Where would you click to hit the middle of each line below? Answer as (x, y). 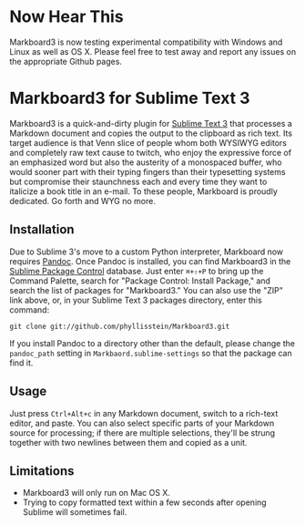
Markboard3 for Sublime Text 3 (130, 98)
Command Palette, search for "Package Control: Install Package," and (140, 281)
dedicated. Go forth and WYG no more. (83, 201)
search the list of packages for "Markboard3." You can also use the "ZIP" (147, 290)
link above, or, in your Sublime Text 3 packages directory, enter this (136, 300)
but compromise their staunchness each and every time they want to (138, 181)
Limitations (42, 471)
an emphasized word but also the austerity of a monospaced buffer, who (146, 162)
